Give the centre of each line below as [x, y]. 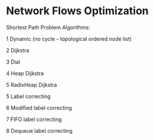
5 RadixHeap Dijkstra [32, 85]
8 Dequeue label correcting [39, 131]
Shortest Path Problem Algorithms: [48, 27]
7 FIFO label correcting [34, 119]
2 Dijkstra [18, 50]
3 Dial [13, 62]
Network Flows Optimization [78, 11]
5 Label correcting [28, 96]
